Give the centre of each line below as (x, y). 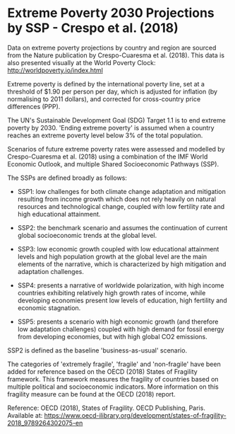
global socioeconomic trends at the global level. (87, 235)
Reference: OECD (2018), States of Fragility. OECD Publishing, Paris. (107, 408)
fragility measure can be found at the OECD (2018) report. (91, 394)
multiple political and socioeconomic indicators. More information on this (113, 387)
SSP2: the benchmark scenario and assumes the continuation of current (122, 227)
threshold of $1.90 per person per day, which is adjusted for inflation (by (112, 91)
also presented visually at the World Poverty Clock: (82, 62)
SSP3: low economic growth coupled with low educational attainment (118, 249)
